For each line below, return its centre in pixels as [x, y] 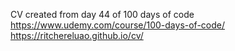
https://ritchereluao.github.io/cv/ [77, 35]
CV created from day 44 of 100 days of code [102, 14]
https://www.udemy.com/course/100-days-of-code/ [118, 25]
